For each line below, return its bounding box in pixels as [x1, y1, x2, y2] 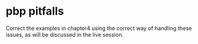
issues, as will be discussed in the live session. [5, 31, 123, 38]
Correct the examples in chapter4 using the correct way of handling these [5, 24, 192, 32]
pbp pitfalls [5, 4, 64, 18]
